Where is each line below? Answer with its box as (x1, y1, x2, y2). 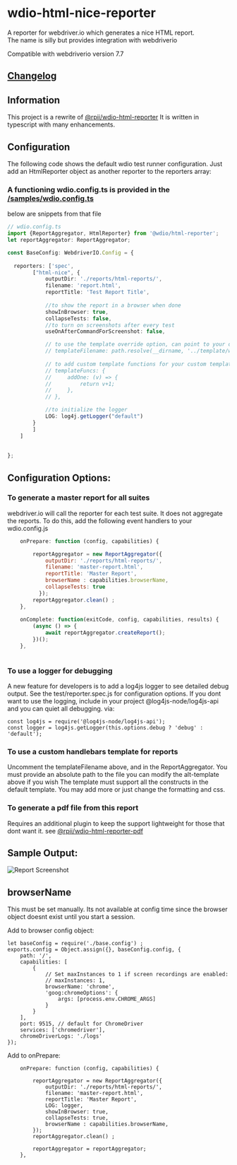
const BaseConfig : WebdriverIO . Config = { (7, 249, 134, 256)
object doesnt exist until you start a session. (7, 913, 135, 921)
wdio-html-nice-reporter (7, 5, 157, 21)
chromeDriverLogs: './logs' (20, 1033, 102, 1040)
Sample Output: (7, 847, 78, 859)
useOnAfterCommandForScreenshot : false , (44, 328, 166, 335)
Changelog (7, 70, 57, 82)
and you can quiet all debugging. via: (7, 704, 115, 713)
